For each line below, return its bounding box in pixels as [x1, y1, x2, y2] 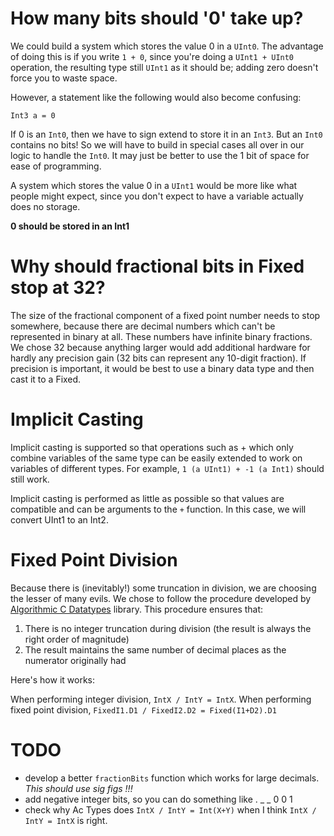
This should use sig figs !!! [24, 782, 133, 794]
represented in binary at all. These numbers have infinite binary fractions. [10, 330, 313, 342]
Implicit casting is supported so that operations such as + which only [10, 441, 294, 453]
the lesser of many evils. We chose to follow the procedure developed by [10, 592, 312, 604]
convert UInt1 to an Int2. [10, 513, 109, 526]
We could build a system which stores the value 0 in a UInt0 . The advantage [10, 40, 324, 52]
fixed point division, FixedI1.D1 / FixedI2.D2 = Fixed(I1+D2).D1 [10, 703, 277, 716]
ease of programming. [10, 160, 102, 172]
